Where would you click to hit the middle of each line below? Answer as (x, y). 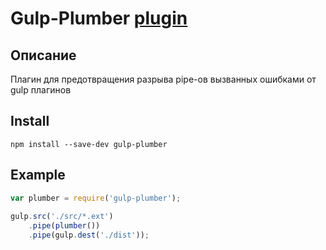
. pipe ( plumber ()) (64, 226)
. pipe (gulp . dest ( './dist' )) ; (89, 235)
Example (38, 175)
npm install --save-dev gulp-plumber (89, 144)
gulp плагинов (41, 90)
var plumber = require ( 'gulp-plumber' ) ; (96, 198)
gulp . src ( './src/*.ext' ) (62, 217)
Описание (43, 55)
